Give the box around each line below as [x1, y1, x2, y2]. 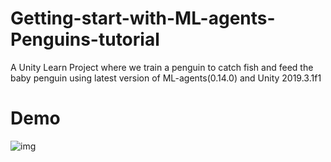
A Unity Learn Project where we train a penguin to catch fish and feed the [10, 61, 314, 73]
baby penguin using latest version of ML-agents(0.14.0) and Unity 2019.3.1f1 [10, 72, 322, 84]
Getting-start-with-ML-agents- [10, 7, 276, 30]
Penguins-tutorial [10, 28, 160, 51]
